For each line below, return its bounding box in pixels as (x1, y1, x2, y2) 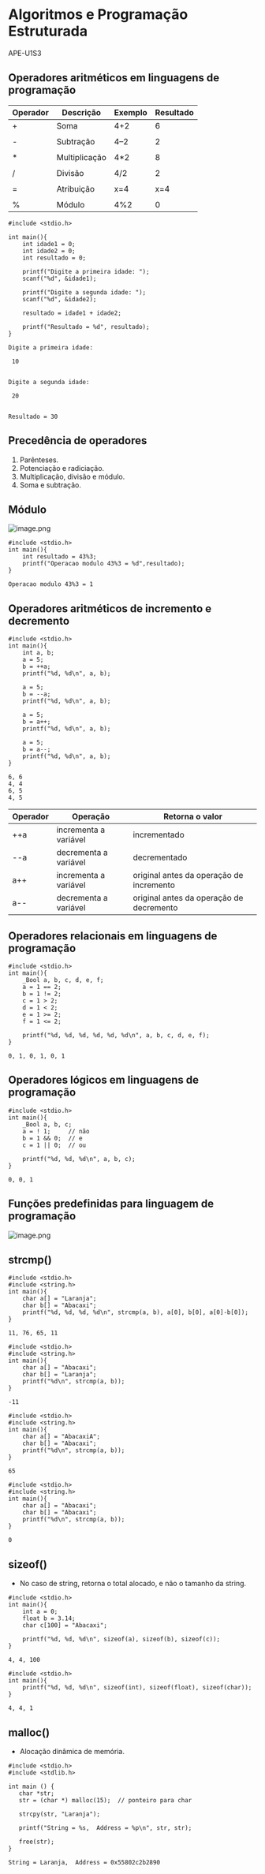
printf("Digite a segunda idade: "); (22, 288, 147, 297)
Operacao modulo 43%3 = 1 (8, 580, 93, 588)
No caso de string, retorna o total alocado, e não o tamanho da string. (19, 1579, 247, 1588)
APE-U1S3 (8, 48, 42, 58)
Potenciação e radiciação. (19, 463, 105, 472)
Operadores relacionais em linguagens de (8, 929, 218, 943)
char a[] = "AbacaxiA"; (22, 1433, 101, 1441)
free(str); (18, 1838, 55, 1846)
